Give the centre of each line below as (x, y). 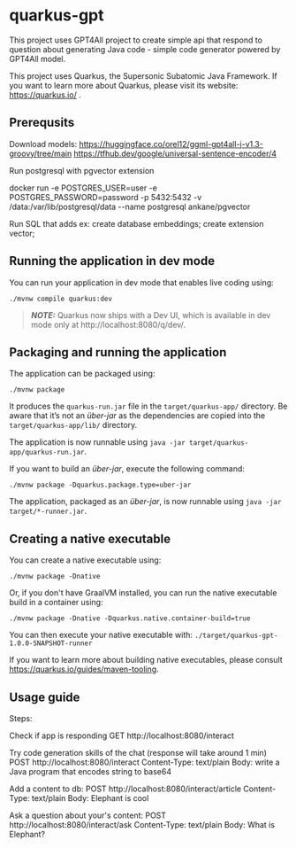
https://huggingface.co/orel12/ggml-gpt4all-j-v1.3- (171, 144)
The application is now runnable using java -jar (97, 442)
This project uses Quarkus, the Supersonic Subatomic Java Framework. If (143, 75)
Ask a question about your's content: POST (87, 815)
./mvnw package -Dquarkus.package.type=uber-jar (100, 485)
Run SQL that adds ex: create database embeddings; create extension (137, 223)
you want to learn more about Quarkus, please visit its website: (124, 85)
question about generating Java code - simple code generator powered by (145, 49)
